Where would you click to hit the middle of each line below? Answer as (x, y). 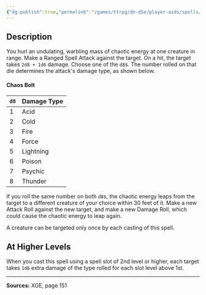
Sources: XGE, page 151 (37, 286)
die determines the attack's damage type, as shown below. (81, 71)
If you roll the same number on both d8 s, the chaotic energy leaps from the (101, 196)
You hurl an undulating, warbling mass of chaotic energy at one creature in (101, 51)
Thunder (34, 181)
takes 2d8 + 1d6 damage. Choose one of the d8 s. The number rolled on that (101, 64)
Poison (32, 161)
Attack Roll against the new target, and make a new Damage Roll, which (97, 209)
